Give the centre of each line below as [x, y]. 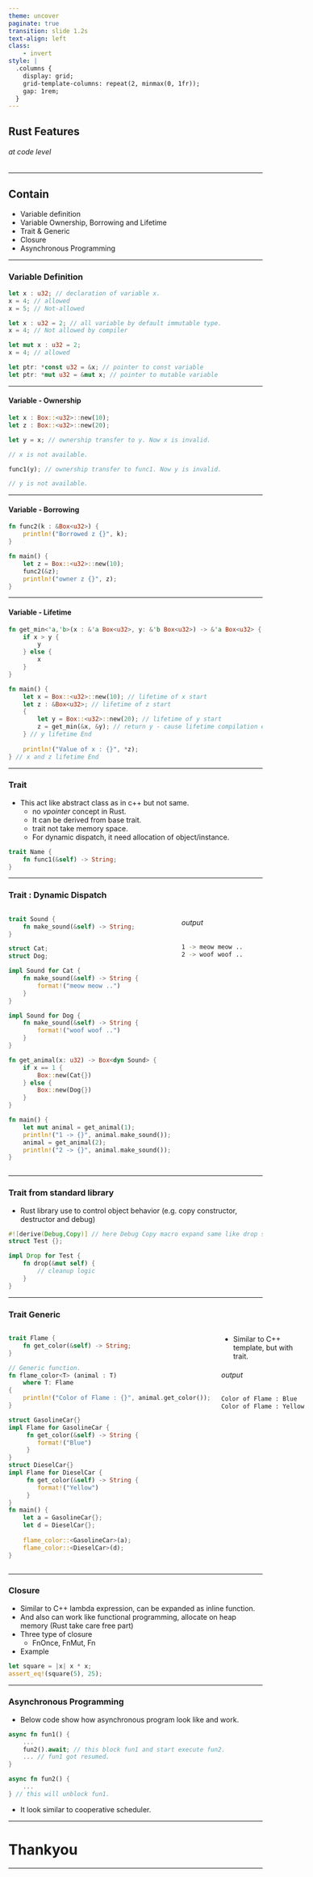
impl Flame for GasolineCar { [59, 1427]
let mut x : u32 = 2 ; [45, 345]
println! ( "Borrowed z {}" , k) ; [75, 535]
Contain [29, 194]
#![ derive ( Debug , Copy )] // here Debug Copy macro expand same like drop [133, 1234]
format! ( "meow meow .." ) [79, 986]
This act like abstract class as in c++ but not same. [104, 802]
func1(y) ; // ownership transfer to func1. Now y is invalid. [115, 469]
